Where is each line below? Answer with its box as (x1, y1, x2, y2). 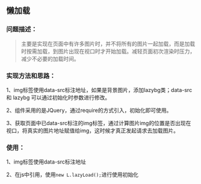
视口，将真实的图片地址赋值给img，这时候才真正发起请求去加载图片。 (6, 127, 179, 134)
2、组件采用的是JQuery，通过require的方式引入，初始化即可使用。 (6, 106, 172, 114)
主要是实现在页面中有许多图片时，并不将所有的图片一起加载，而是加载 (20, 40, 196, 47)
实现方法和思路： (6, 72, 56, 80)
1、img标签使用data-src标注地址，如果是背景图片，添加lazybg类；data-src (6, 86, 193, 93)
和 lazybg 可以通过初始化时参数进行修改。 (6, 94, 110, 101)
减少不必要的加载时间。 (20, 55, 79, 62)
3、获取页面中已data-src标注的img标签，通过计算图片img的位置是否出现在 (6, 119, 191, 126)
